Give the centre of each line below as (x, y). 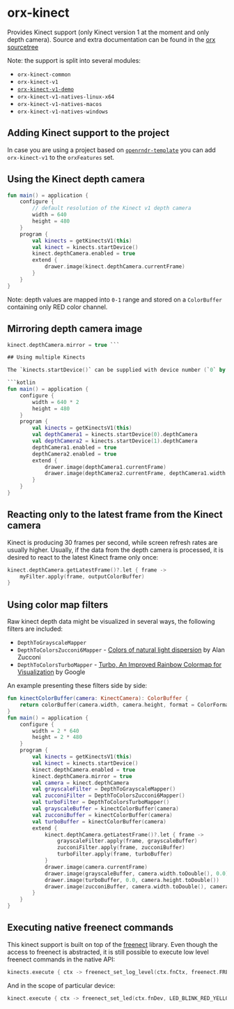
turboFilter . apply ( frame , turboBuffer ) (115, 854)
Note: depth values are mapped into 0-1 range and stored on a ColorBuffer (115, 299)
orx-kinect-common (44, 75)
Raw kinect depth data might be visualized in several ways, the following (111, 622)
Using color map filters (58, 605)
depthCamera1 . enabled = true (75, 447)
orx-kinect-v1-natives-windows (63, 112)
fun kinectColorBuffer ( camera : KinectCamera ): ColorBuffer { (98, 698)
